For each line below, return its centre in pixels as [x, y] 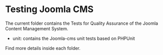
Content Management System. [37, 28]
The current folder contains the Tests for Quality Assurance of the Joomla [82, 23]
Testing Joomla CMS [50, 9]
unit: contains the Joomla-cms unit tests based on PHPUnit [74, 38]
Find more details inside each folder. [43, 48]
